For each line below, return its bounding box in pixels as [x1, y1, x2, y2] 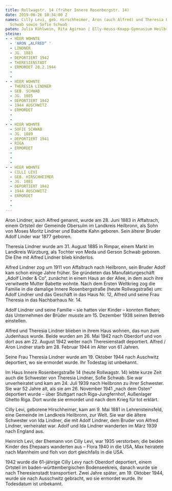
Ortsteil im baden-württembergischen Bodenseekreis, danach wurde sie [5, 464, 158, 470]
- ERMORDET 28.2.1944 [10, 65, 56, 70]
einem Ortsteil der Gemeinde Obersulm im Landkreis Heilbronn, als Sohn [5, 222, 159, 229]
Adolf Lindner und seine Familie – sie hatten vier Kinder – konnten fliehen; [5, 306, 160, 313]
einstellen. [5, 317, 27, 323]
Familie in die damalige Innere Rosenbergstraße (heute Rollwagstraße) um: [5, 285, 163, 292]
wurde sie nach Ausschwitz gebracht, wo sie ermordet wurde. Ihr [5, 475, 143, 481]
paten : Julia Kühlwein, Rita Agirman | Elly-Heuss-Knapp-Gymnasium [5, 27, 153, 32]
